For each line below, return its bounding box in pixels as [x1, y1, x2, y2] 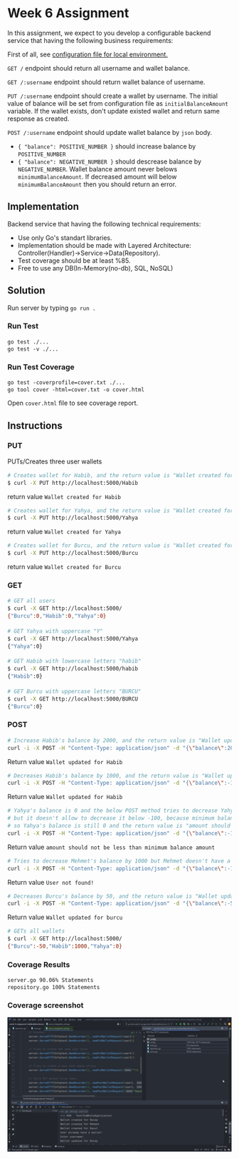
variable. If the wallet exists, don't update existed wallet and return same [7, 106, 221, 115]
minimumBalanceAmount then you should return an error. [17, 180, 176, 189]
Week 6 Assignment [7, 5, 129, 21]
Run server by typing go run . [7, 303, 96, 312]
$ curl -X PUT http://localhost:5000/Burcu [7, 550, 139, 557]
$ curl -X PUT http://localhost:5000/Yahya [7, 514, 139, 522]
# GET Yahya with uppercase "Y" [7, 627, 103, 635]
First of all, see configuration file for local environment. [7, 50, 169, 59]
